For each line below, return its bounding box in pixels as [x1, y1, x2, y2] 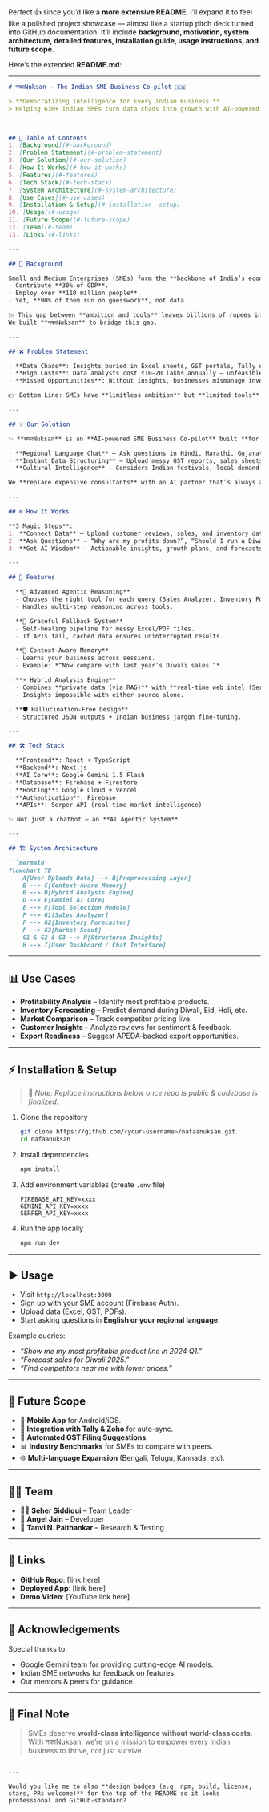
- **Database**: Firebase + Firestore [8, 778, 138, 787]
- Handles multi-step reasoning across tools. [15, 602, 174, 610]
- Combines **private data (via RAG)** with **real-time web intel [15, 683, 246, 691]
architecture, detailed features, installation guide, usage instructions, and [8, 36, 259, 45]
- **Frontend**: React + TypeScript [8, 756, 130, 764]
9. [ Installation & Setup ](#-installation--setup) [8, 201, 181, 209]
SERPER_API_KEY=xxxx [19, 1209, 89, 1218]
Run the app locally [19, 1223, 84, 1233]
